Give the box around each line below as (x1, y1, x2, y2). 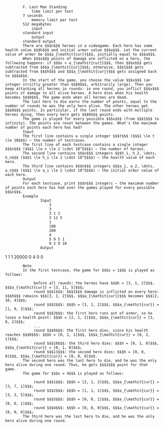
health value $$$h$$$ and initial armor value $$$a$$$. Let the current (5, 48, 157, 53)
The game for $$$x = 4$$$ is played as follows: (23, 371, 124, 376)
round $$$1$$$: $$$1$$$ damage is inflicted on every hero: (33, 289, 160, 294)
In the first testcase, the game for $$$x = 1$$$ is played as (23, 268, 155, 273)
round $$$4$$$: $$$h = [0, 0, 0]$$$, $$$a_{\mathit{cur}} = (33, 405, 160, 410)
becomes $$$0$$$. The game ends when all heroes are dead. (5, 95, 129, 100)
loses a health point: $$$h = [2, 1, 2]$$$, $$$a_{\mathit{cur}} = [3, (5, 315, 155, 320)
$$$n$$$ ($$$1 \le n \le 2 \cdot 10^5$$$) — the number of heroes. (5, 146, 146, 151)
